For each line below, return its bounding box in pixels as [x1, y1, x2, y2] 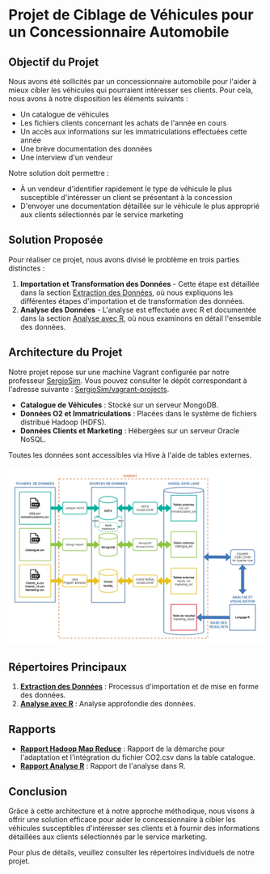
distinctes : [8, 263, 45, 273]
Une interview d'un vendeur [19, 152, 113, 162]
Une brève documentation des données [19, 144, 153, 153]
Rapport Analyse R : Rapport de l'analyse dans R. [19, 761, 186, 771]
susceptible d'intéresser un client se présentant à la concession [19, 193, 233, 202]
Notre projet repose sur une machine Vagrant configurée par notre [8, 367, 230, 377]
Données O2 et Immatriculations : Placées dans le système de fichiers [19, 408, 257, 418]
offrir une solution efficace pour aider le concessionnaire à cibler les [8, 814, 236, 824]
